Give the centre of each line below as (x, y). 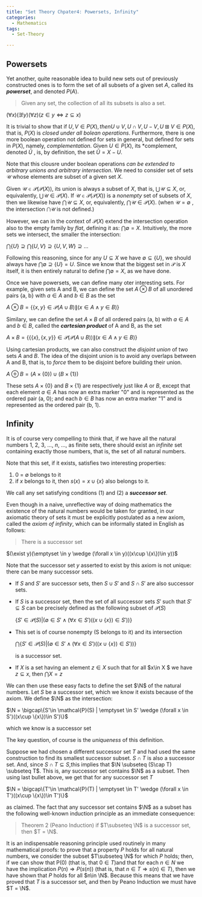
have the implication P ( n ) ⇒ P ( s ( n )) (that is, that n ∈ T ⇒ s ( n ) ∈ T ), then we (101, 869)
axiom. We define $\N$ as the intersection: (59, 698)
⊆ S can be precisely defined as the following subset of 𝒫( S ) (90, 608)
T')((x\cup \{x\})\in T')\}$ (37, 795)
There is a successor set (52, 541)
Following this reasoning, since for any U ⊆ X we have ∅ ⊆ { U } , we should (99, 258)
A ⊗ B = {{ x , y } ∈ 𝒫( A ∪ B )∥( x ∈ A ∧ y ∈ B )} (63, 307)
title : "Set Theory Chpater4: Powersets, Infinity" (72, 12)
